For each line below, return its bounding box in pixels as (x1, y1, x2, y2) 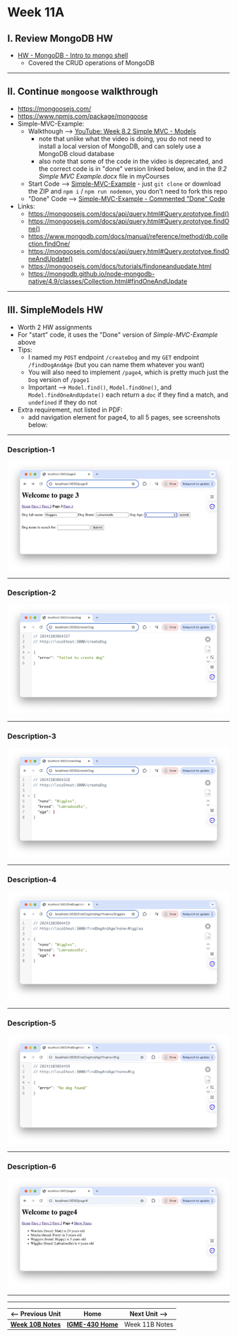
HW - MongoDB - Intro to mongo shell (17, 51, 128, 59)
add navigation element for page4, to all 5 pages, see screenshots (28, 412, 221, 421)
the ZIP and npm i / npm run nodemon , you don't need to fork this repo (28, 186, 228, 195)
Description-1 (7, 444, 55, 454)
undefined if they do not (28, 398, 97, 406)
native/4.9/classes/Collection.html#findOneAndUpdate (28, 277, 188, 285)
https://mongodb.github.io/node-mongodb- (28, 269, 155, 278)
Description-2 (7, 588, 56, 598)
